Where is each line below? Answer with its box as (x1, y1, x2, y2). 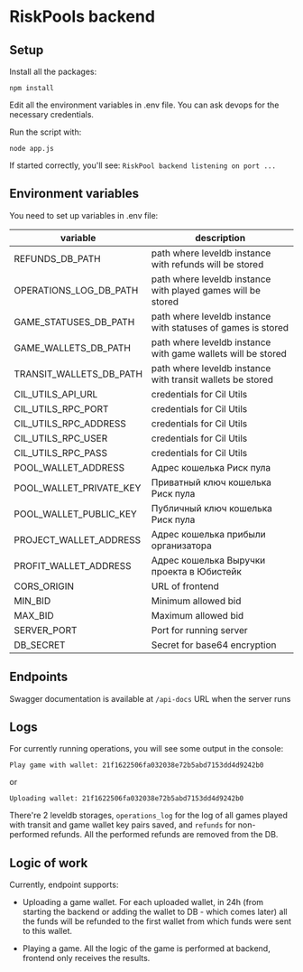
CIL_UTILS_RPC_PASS (14, 446, 108, 459)
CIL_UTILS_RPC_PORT (14, 402, 109, 415)
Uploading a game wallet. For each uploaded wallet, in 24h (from (22, 897, 264, 908)
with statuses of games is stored (151, 321, 289, 333)
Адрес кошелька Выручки (151, 554, 266, 566)
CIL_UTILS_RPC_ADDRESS (14, 417, 126, 430)
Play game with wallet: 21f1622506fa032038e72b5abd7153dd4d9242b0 (9, 761, 264, 770)
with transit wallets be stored (151, 373, 273, 386)
